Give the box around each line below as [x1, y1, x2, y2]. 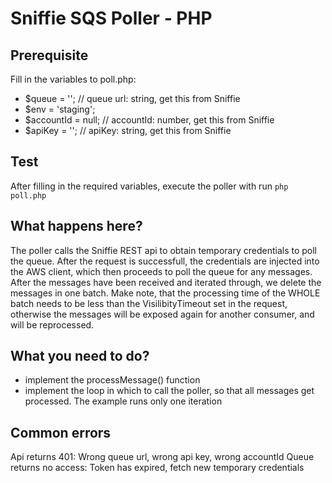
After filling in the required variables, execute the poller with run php [10, 180, 289, 192]
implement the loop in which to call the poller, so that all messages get [24, 385, 315, 397]
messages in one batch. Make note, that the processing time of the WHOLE [10, 287, 321, 299]
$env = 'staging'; [24, 103, 96, 115]
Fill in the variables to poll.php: [10, 73, 137, 85]
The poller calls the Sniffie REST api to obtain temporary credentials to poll [10, 244, 318, 256]
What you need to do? [10, 348, 150, 365]
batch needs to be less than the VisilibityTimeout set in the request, [10, 297, 288, 309]
